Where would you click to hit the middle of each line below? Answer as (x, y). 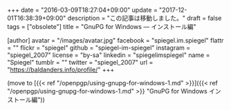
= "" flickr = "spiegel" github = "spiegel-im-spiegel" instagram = (99, 48)
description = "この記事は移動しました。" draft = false (145, 18)
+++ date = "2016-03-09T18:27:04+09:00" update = (82, 10)
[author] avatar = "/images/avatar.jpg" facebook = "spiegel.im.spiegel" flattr (115, 40)
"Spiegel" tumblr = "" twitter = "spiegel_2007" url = (80, 62)
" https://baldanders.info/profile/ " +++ (61, 69)
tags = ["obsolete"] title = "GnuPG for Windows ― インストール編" (102, 26)
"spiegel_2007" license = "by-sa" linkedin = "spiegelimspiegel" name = (109, 55)
